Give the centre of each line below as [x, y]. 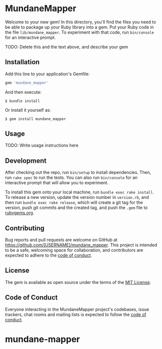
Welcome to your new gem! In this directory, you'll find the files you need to [81, 22]
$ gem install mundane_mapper [36, 119]
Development [26, 161]
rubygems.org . [20, 213]
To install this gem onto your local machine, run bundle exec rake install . [80, 192]
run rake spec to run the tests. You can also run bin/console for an [71, 177]
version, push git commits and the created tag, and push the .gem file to [76, 208]
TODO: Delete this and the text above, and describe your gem [67, 47]
